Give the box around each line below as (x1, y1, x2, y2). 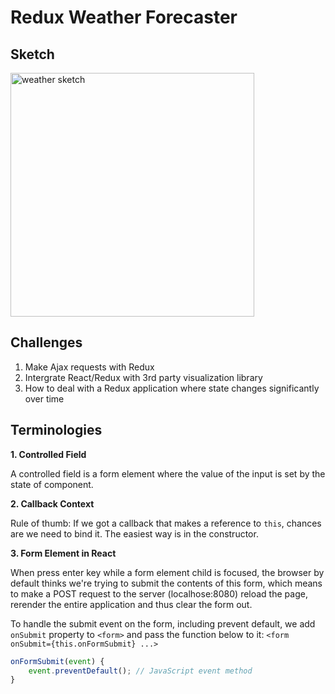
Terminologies (10, 422, 103, 439)
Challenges (10, 334, 83, 351)
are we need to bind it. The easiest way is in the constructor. (10, 527, 259, 540)
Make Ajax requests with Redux (24, 361, 155, 373)
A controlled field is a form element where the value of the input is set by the (10, 467, 326, 480)
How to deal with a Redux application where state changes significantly (24, 382, 320, 394)
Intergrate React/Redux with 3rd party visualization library (24, 371, 263, 383)
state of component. (10, 478, 94, 490)
